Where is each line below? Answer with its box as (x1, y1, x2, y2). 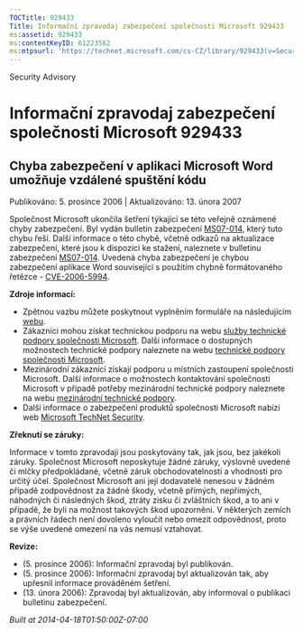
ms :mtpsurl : (9, 47, 54, 56)
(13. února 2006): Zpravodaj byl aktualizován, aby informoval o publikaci (22, 588, 291, 599)
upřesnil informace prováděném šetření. (22, 578, 171, 589)
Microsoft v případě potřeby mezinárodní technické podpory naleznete (22, 383, 286, 394)
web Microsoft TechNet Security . (22, 412, 146, 423)
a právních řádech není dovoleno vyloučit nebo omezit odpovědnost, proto (9, 514, 287, 525)
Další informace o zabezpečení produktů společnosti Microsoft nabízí (22, 403, 280, 414)
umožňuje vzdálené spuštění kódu (9, 172, 207, 188)
